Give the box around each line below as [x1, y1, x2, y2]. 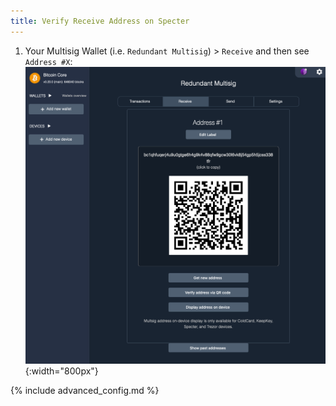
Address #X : [24, 55, 73, 67]
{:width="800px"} [24, 365, 99, 377]
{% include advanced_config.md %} [10, 384, 160, 396]
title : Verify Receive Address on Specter [10, 16, 190, 26]
